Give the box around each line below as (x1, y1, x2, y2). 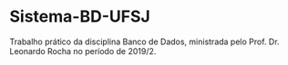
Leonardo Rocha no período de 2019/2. (9, 45, 157, 56)
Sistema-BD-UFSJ (9, 6, 150, 27)
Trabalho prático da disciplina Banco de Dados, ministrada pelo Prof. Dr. (9, 36, 280, 47)
